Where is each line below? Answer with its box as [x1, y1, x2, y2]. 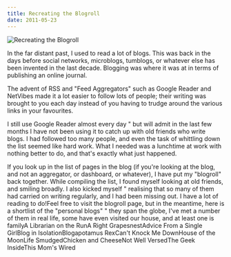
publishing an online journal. [7, 70, 88, 79]
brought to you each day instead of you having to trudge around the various [7, 99, 223, 107]
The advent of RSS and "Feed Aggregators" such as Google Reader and [7, 84, 212, 93]
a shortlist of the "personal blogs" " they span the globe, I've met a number [7, 207, 221, 215]
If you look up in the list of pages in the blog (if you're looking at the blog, [7, 162, 216, 171]
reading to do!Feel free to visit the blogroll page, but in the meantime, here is [7, 199, 225, 207]
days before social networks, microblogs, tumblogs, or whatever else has [7, 56, 216, 64]
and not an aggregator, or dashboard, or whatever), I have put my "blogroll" [7, 170, 222, 178]
